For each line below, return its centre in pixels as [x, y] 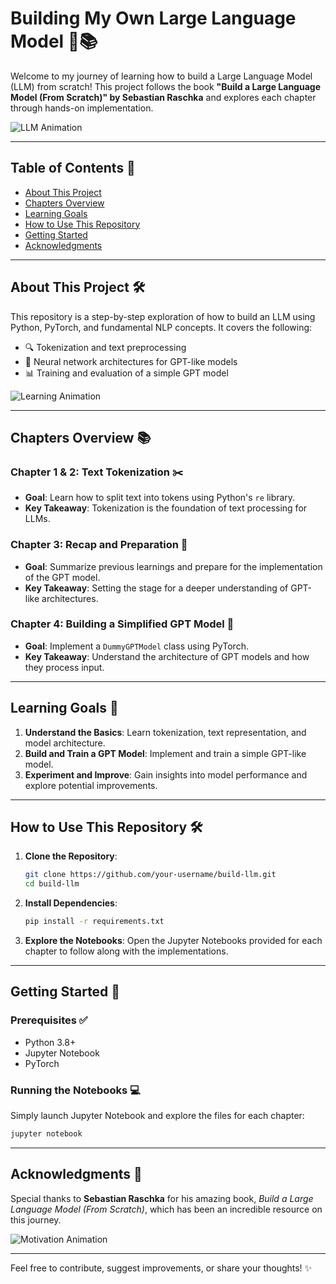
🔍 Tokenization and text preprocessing [105, 347]
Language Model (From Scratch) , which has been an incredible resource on [166, 1209]
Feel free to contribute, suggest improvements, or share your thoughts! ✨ [161, 1268]
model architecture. [65, 743]
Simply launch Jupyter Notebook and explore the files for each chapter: [157, 1116]
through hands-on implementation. [82, 108]
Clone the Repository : [71, 856]
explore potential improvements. [91, 785]
